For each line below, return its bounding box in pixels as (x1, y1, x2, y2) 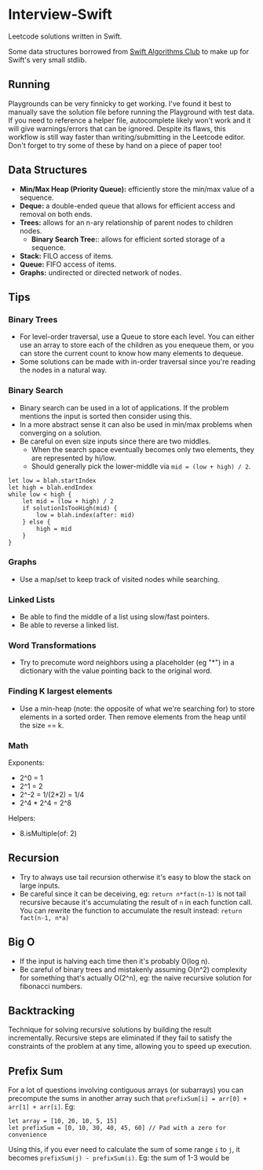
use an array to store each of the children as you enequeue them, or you (19, 340, 254, 350)
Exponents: (8, 758, 45, 767)
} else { (22, 517, 51, 526)
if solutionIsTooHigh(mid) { (22, 504, 118, 512)
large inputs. (19, 881, 60, 890)
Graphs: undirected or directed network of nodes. (19, 267, 182, 277)
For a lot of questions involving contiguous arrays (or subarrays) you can (8, 1085, 244, 1095)
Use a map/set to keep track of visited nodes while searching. (19, 574, 220, 583)
